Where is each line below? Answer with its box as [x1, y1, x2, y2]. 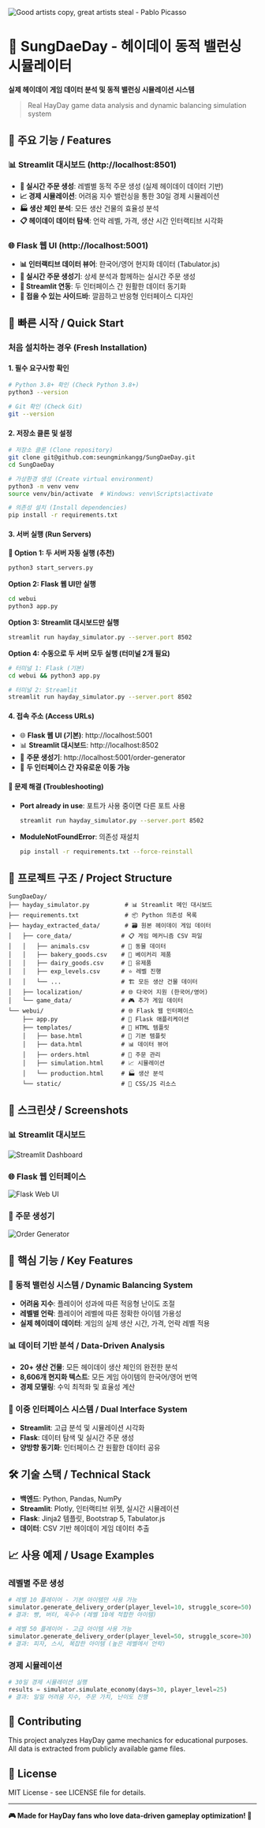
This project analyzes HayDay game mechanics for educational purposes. [8, 1736, 248, 1745]
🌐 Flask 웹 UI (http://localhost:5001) [8, 240, 148, 251]
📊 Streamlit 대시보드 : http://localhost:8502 [19, 740, 159, 749]
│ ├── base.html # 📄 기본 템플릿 [22, 1032, 166, 1040]
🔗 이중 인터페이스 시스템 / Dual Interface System [8, 1404, 188, 1415]
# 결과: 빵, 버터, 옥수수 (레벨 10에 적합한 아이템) [8, 1611, 157, 1619]
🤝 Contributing [8, 1714, 82, 1728]
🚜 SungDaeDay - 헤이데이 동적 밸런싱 [8, 38, 242, 55]
